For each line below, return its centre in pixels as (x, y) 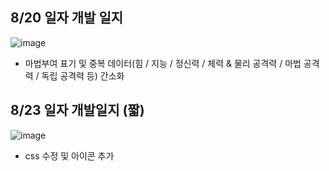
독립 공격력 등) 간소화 (83, 75)
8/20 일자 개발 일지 (67, 18)
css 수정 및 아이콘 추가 (69, 155)
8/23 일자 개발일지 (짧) (77, 110)
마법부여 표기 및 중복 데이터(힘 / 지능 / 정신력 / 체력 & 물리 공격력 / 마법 (163, 63)
